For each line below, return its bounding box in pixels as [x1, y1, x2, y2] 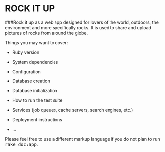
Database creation [12, 78, 51, 84]
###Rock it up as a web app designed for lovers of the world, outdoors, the [5, 19, 159, 25]
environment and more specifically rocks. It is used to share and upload [5, 24, 151, 30]
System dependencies [12, 59, 58, 65]
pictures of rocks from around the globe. [5, 30, 88, 36]
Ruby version [12, 49, 40, 55]
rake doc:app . [5, 141, 38, 147]
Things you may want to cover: [5, 39, 68, 45]
